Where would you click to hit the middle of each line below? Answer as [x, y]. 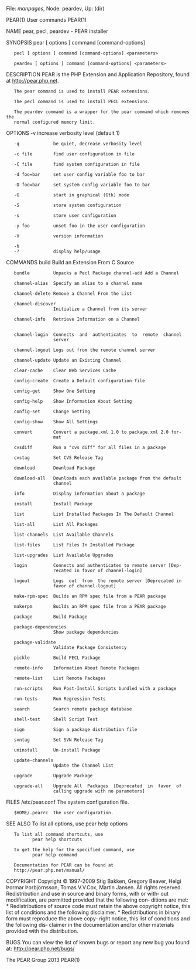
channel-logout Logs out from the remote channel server [85, 350]
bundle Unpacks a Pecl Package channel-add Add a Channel [97, 273]
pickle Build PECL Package [57, 658]
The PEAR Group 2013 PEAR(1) [43, 960]
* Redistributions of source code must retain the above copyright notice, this [98, 906]
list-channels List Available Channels [64, 535]
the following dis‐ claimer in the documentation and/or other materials [90, 925]
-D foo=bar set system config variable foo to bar [82, 185]
